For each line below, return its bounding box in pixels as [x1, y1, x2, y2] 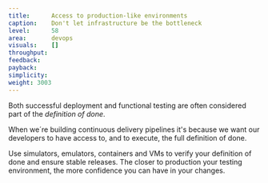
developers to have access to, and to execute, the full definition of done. [8, 133, 247, 142]
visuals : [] [8, 42, 59, 50]
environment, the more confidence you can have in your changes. [8, 165, 226, 175]
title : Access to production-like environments [8, 11, 188, 20]
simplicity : [8, 71, 48, 79]
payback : [8, 64, 38, 72]
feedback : [8, 57, 42, 65]
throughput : [8, 49, 48, 57]
